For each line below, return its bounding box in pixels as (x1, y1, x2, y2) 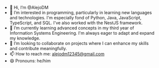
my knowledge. (9, 35, 41, 41)
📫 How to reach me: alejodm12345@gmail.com (9, 51, 105, 56)
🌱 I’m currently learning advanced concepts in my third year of (9, 25, 134, 31)
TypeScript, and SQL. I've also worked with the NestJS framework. (9, 20, 143, 26)
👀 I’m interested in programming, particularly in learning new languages (9, 10, 152, 15)
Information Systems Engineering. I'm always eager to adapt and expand (9, 30, 155, 36)
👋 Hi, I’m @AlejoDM (9, 5, 49, 10)
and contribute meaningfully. (9, 46, 67, 51)
